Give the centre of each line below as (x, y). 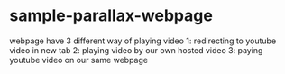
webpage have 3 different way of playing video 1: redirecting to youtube (143, 41)
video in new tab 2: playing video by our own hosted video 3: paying (136, 50)
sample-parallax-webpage (111, 16)
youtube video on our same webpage (79, 60)
